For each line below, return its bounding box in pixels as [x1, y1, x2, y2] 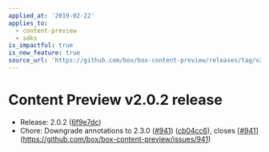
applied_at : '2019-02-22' [8, 11, 94, 20]
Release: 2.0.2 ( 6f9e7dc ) [19, 117, 102, 126]
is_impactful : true [8, 42, 74, 50]
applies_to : [8, 19, 48, 27]
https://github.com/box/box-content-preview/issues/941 [22, 134, 209, 144]
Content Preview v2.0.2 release [8, 91, 223, 109]
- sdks [15, 34, 38, 42]
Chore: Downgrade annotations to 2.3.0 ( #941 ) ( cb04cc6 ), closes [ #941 [19, 126, 256, 135]
